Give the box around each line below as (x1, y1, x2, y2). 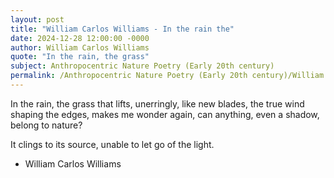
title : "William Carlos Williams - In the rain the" (10, 24, 235, 34)
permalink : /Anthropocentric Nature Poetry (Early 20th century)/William (10, 71, 325, 81)
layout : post (10, 14, 65, 25)
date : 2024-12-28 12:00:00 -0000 (10, 33, 150, 43)
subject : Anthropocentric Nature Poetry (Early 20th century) (10, 61, 275, 71)
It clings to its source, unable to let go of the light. (10, 138, 215, 150)
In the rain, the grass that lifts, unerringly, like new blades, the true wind (10, 97, 305, 110)
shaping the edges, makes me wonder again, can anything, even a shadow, (10, 108, 320, 120)
